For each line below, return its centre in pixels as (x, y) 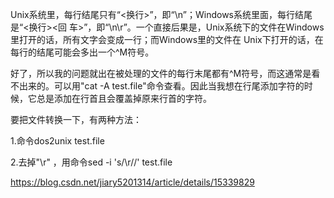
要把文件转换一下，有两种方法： (76, 119)
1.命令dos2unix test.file (57, 141)
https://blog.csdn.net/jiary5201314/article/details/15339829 (132, 182)
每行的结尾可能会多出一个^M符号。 (82, 52)
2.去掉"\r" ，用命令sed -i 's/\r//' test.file (91, 162)
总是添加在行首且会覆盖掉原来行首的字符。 (124, 98)
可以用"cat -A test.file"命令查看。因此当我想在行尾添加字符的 (179, 86)
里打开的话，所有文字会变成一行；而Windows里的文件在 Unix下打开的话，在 (167, 39)
